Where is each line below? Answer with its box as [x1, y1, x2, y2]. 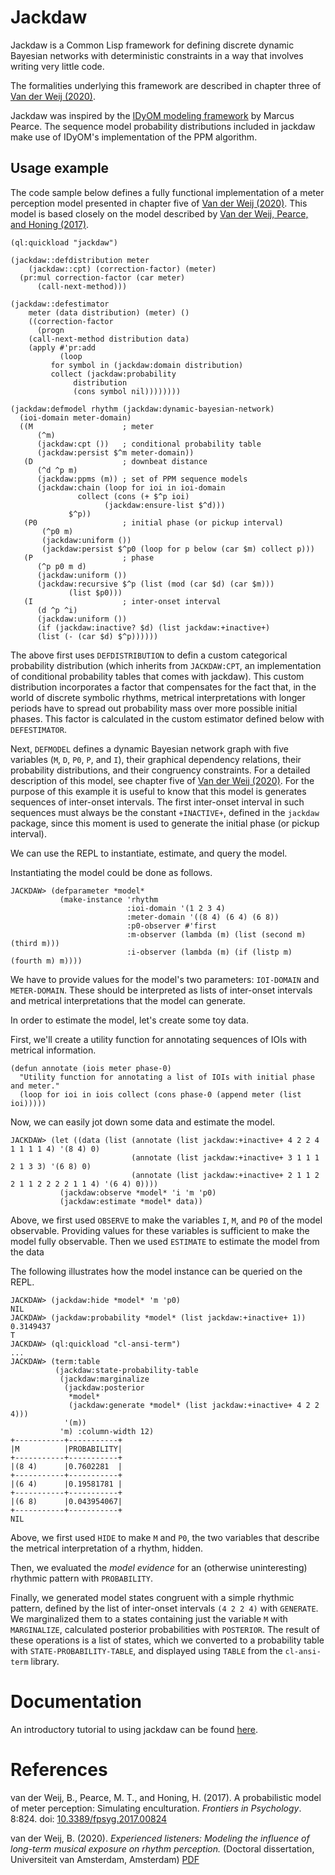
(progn [36, 325, 65, 335]
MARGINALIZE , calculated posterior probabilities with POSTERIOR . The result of [10, 1623, 320, 1635]
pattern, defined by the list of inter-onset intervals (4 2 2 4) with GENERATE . [10, 1602, 319, 1614]
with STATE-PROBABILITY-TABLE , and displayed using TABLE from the [10, 1644, 283, 1656]
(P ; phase [23, 552, 155, 563]
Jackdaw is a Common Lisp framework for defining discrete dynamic [10, 39, 295, 51]
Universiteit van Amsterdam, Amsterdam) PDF [10, 1853, 200, 1865]
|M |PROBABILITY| [10, 1444, 123, 1454]
